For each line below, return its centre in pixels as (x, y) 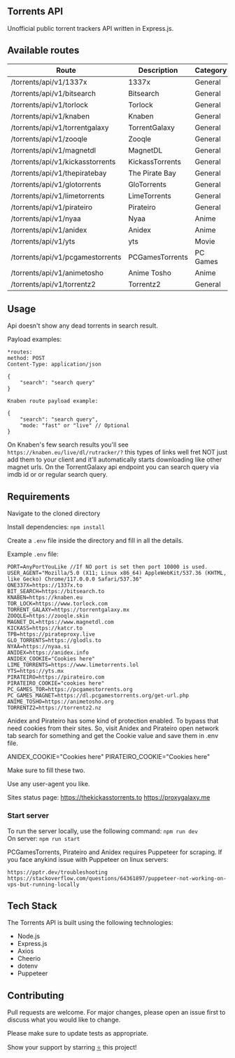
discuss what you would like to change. (64, 1020)
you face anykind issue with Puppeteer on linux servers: (88, 859)
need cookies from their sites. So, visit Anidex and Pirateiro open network (113, 728)
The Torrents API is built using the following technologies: (90, 923)
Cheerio (29, 959)
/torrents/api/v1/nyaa (46, 218)
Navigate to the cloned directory (54, 513)
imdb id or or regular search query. (57, 475)
